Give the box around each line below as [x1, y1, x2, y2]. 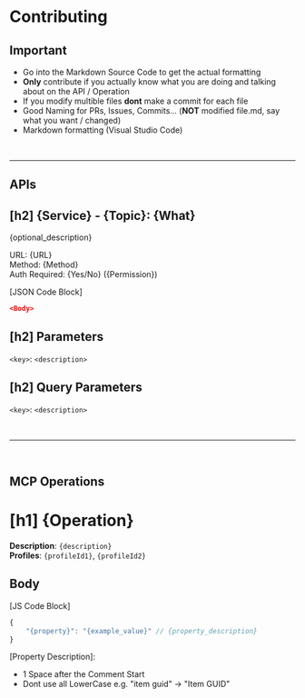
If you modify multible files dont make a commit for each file [22, 95, 249, 106]
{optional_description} [9, 232, 93, 243]
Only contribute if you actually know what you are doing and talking [22, 76, 277, 87]
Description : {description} [9, 541, 113, 552]
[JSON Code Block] [9, 286, 84, 297]
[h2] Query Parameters [9, 380, 143, 395]
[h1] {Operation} [9, 511, 134, 531]
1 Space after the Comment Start [22, 669, 145, 680]
